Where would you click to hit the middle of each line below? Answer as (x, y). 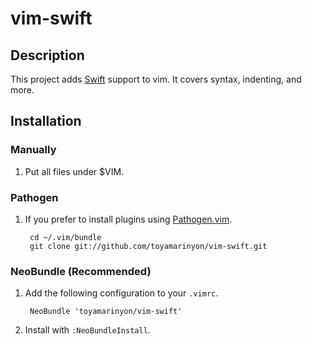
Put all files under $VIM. (74, 171)
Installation (46, 121)
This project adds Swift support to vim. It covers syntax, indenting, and (156, 79)
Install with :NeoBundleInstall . (87, 330)
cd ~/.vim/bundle (65, 237)
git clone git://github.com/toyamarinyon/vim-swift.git (148, 246)
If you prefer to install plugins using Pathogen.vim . (128, 219)
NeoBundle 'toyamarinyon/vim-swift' (106, 312)
